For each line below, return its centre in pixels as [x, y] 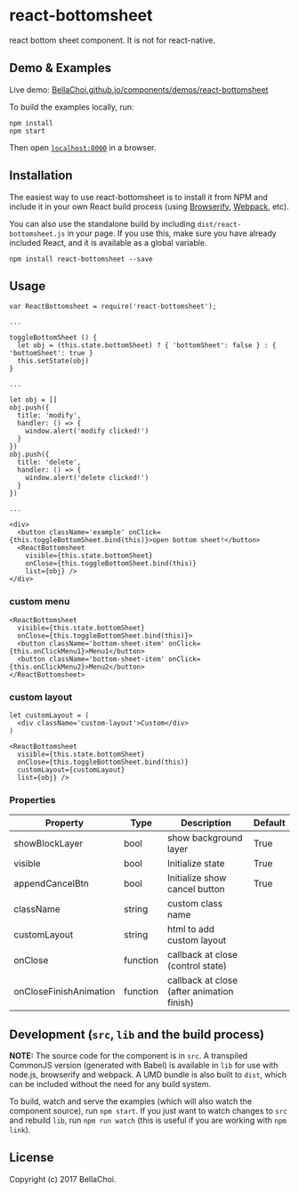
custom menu [40, 602]
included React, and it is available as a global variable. [108, 242]
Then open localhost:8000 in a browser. [83, 147]
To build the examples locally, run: [72, 107]
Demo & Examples [61, 68]
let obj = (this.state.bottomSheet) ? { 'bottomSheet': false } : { [147, 345]
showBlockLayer [48, 844]
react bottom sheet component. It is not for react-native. [113, 40]
